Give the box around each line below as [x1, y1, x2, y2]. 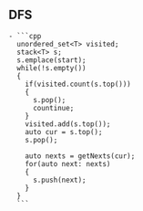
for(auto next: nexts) [25, 159, 111, 168]
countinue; [32, 103, 75, 112]
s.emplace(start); [16, 55, 87, 65]
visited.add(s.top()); [25, 119, 111, 129]
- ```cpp [8, 31, 42, 40]
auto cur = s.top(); [25, 127, 103, 136]
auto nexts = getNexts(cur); [25, 151, 136, 161]
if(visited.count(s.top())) [25, 79, 131, 89]
